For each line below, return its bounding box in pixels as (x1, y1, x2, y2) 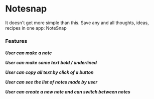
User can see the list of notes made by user (5, 79, 98, 85)
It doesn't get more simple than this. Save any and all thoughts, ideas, (5, 20, 149, 26)
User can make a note (5, 50, 52, 56)
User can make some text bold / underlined (5, 60, 97, 66)
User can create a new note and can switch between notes (5, 89, 130, 95)
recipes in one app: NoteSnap (5, 25, 67, 31)
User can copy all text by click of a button (5, 69, 94, 75)
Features (5, 37, 28, 44)
